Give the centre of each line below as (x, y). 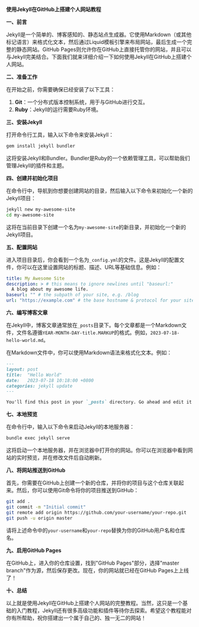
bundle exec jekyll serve (38, 438)
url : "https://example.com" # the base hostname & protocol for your (94, 300)
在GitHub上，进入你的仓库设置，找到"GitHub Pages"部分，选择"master (93, 563)
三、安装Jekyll (24, 122)
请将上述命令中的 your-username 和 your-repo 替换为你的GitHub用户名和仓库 (96, 530)
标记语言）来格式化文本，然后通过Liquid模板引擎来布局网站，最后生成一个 (97, 42)
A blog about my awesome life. (50, 289)
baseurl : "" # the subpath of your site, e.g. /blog (73, 295)
